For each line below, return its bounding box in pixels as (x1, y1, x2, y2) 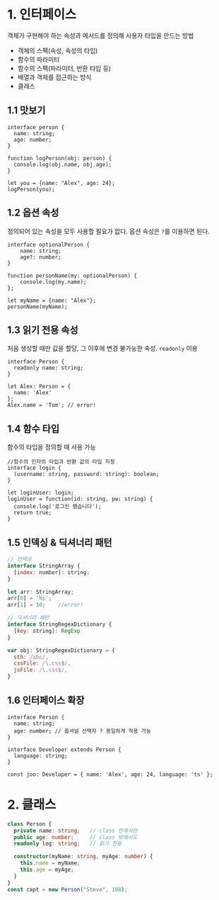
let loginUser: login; (7, 490, 74, 497)
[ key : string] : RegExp (13, 627, 81, 634)
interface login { (7, 465, 61, 472)
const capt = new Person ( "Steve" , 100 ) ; (7, 886, 129, 893)
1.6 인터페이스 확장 (7, 694, 85, 707)
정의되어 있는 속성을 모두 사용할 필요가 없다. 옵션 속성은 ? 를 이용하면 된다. (7, 227, 210, 235)
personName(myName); (7, 303, 69, 310)
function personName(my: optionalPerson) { (7, 272, 138, 279)
